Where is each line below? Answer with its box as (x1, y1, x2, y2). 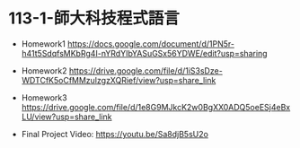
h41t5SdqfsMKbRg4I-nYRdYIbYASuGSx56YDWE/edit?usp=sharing (21, 48, 268, 58)
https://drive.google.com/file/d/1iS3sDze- (69, 65, 224, 76)
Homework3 (21, 91, 68, 103)
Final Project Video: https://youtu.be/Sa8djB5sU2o (21, 128, 208, 139)
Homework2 (21, 65, 68, 76)
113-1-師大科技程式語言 (8, 8, 181, 29)
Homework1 (21, 38, 66, 49)
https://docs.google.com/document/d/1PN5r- (67, 38, 235, 49)
